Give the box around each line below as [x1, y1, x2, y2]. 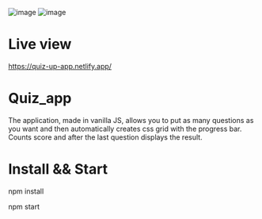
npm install [8, 186, 44, 196]
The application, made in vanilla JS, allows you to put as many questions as [8, 115, 254, 125]
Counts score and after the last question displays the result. [8, 132, 203, 142]
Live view [8, 36, 72, 53]
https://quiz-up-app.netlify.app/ [8, 61, 112, 71]
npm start [8, 202, 40, 211]
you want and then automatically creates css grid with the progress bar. [8, 124, 242, 133]
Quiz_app [8, 90, 72, 107]
